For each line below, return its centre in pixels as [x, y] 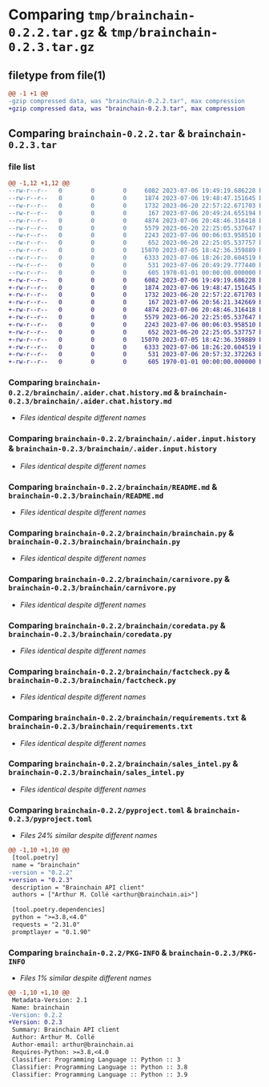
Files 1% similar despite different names [86, 977]
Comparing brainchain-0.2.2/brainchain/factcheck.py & [119, 672]
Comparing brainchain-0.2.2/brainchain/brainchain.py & [121, 533]
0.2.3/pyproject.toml [50, 819]
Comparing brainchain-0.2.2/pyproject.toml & [100, 810]
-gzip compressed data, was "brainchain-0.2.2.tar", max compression [127, 101]
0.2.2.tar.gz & [58, 32]
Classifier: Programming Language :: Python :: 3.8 [100, 1067]
